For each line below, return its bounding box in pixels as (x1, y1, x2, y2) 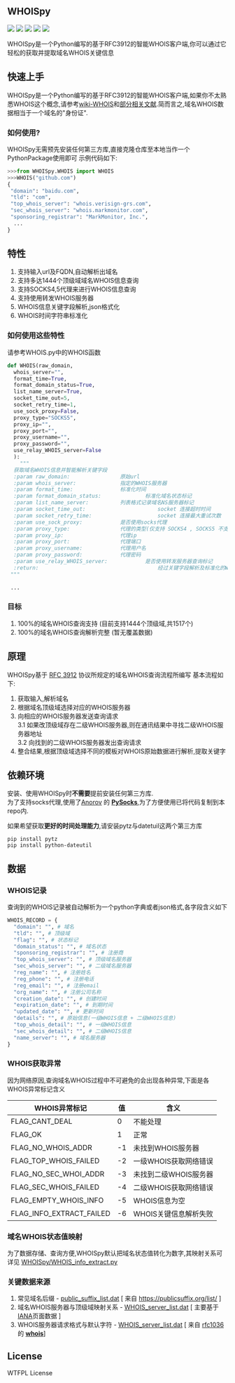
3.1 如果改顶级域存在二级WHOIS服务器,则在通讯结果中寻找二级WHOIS (17, 720, 218, 729)
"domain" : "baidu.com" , (10, 187, 80, 194)
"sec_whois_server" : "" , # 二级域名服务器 (13, 962, 131, 970)
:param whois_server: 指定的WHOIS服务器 (13, 479, 167, 487)
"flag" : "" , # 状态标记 (13, 937, 79, 944)
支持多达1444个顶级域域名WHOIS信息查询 (17, 277, 139, 285)
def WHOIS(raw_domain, (7, 362, 73, 369)
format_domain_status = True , (13, 382, 96, 389)
